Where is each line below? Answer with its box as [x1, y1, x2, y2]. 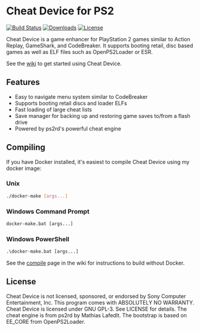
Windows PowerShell [6, 235, 70, 243]
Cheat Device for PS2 [6, 4, 115, 18]
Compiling [6, 142, 46, 153]
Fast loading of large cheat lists [14, 106, 93, 113]
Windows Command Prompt [6, 207, 90, 215]
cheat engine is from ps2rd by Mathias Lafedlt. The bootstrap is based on [6, 311, 187, 318]
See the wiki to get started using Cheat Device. [6, 60, 122, 67]
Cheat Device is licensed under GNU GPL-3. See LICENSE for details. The [6, 305, 187, 312]
